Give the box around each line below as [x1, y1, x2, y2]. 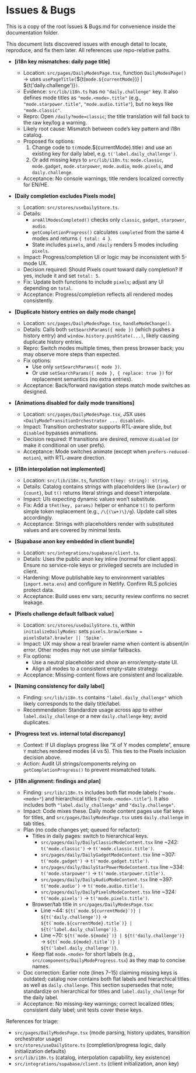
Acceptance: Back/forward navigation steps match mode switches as [23, 381, 190, 389]
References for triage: [6, 1017, 59, 1024]
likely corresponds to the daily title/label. [23, 700, 121, 707]
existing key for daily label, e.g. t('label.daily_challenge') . [32, 150, 178, 157]
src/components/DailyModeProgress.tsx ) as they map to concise [32, 957, 185, 964]
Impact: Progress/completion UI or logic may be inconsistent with [23, 253, 181, 260]
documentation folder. [6, 29, 60, 36]
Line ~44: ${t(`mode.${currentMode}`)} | [40, 907, 141, 914]
